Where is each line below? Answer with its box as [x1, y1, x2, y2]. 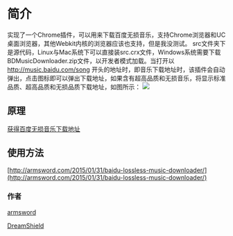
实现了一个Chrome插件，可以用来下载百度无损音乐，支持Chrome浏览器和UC [7, 31, 226, 39]
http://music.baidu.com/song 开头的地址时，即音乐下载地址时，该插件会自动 [7, 65, 225, 74]
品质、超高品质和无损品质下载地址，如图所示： [7, 83, 141, 91]
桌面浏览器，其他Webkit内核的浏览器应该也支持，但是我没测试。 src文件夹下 [7, 39, 226, 47]
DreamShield [7, 221, 44, 230]
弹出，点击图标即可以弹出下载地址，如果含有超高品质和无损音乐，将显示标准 [7, 74, 226, 82]
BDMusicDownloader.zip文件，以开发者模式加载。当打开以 [7, 56, 175, 65]
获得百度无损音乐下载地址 [7, 124, 80, 133]
